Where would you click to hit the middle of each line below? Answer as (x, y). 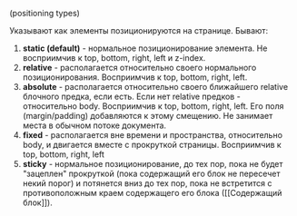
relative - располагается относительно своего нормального (139, 68)
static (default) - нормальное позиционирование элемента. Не (145, 48)
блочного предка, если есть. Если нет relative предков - (131, 96)
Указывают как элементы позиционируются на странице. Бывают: (139, 30)
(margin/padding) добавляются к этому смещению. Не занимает (148, 116)
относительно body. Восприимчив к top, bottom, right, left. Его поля (153, 106)
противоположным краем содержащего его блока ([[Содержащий (152, 193)
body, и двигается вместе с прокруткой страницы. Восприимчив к (152, 145)
